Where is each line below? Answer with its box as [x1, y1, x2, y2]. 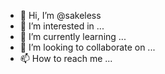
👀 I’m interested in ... [19, 20, 105, 32]
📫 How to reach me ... [19, 53, 113, 64]
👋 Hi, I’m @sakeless [19, 10, 102, 21]
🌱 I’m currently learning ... [19, 31, 127, 42]
